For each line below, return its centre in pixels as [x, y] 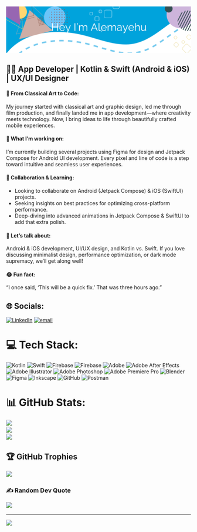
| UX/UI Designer [38, 78]
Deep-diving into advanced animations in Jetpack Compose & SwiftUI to [102, 216]
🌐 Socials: [25, 306]
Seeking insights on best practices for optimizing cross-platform [92, 203]
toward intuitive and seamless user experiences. [64, 164]
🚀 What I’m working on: [35, 139]
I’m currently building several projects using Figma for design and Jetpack [96, 152]
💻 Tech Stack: [42, 345]
